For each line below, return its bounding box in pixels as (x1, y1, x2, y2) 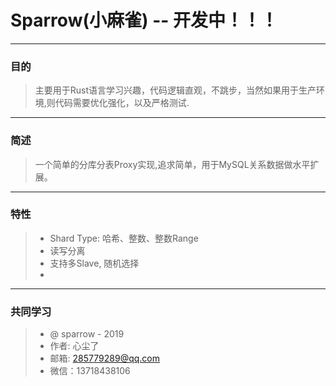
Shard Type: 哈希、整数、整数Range (49, 232, 199, 244)
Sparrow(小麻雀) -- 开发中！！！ (10, 9, 278, 32)
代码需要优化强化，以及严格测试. (54, 97, 190, 109)
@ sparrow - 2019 (49, 328, 125, 340)
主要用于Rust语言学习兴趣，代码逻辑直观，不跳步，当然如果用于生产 (34, 84, 317, 96)
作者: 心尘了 (49, 340, 100, 352)
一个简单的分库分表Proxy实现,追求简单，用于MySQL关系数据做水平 (34, 158, 311, 170)
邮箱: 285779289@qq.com (49, 352, 160, 365)
